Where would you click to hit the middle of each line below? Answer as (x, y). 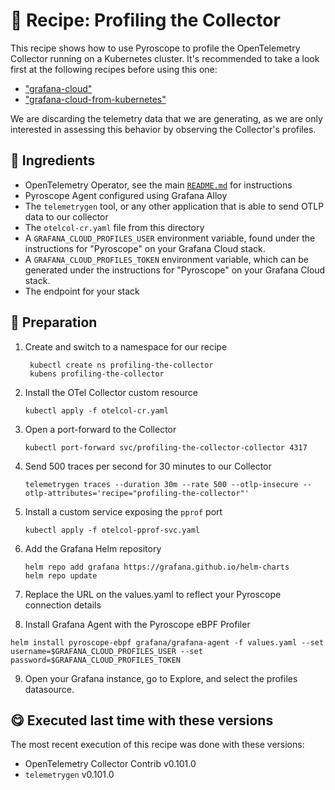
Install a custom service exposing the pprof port (123, 511)
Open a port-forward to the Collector (100, 429)
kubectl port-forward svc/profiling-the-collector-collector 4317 (166, 447)
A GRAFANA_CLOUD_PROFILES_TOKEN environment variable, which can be (166, 259)
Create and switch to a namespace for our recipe (126, 346)
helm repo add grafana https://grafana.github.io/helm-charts (157, 567)
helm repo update (61, 575)
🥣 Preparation (54, 322)
